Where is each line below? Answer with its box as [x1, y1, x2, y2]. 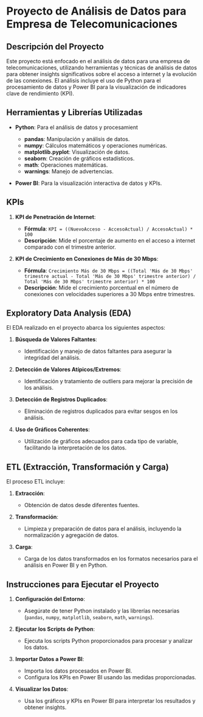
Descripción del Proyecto [6, 41, 105, 52]
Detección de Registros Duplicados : [15, 396, 108, 403]
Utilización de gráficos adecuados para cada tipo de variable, [24, 438, 179, 445]
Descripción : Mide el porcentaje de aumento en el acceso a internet [24, 237, 196, 244]
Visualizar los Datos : [15, 685, 69, 693]
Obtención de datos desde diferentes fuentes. [24, 502, 140, 509]
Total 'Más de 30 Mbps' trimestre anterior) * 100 [24, 279, 156, 285]
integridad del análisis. [24, 354, 81, 361]
